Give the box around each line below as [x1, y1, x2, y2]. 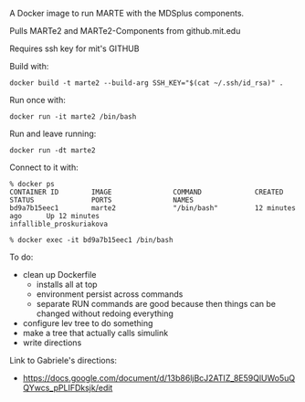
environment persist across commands [36, 289, 184, 300]
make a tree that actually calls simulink [22, 328, 169, 338]
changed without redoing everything [36, 308, 174, 319]
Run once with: [9, 95, 66, 105]
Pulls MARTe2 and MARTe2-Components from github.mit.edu [9, 26, 241, 36]
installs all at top [36, 279, 98, 290]
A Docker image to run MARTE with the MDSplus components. [9, 8, 245, 18]
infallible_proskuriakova [9, 219, 108, 228]
